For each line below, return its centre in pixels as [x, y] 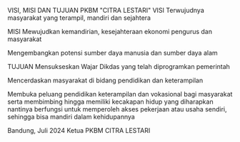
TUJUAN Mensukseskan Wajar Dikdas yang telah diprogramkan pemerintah [119, 66]
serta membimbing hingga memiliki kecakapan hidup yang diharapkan [110, 102]
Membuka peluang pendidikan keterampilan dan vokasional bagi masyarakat [120, 94]
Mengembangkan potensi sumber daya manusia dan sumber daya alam [112, 53]
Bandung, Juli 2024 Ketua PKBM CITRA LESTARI [79, 130]
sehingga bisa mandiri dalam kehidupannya [71, 117]
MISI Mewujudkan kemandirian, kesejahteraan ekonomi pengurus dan [110, 32]
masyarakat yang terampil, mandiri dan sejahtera [79, 18]
